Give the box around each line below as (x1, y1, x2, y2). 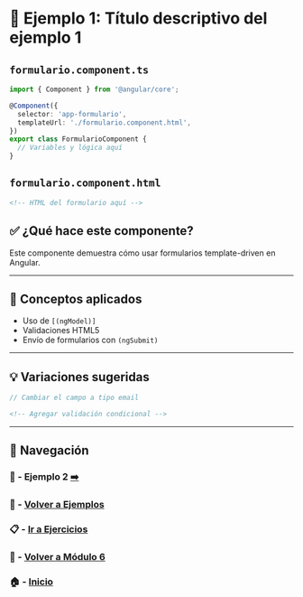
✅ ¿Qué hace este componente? (9, 223, 194, 238)
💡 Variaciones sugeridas (9, 369, 151, 385)
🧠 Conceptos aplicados (9, 291, 142, 306)
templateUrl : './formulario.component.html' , (17, 117, 192, 127)
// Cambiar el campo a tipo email (9, 393, 140, 403)
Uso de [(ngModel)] (22, 315, 96, 326)
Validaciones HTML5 (22, 325, 100, 336)
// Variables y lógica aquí (17, 144, 124, 153)
